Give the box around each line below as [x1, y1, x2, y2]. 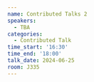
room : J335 [7, 63, 40, 71]
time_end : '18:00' [7, 51, 62, 58]
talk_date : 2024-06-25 [7, 57, 75, 64]
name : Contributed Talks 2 [7, 10, 88, 18]
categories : [7, 30, 43, 38]
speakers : [7, 17, 37, 24]
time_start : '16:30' [7, 43, 69, 51]
